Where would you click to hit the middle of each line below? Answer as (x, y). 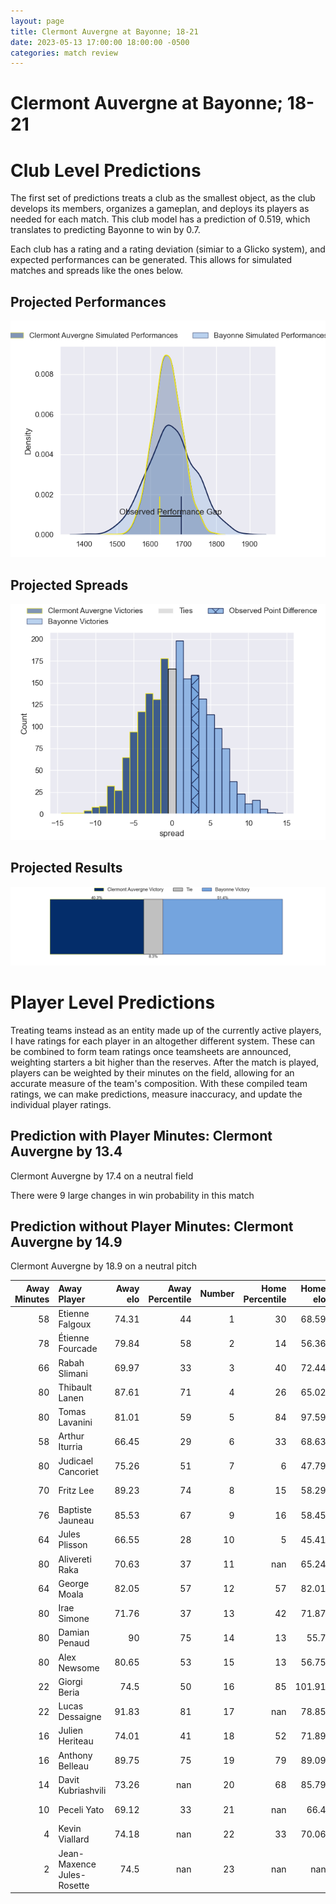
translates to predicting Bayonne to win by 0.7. (105, 230)
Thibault (75, 1387)
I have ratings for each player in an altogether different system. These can (163, 1041)
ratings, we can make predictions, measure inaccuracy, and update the (156, 1094)
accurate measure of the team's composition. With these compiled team (159, 1083)
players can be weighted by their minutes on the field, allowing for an (152, 1072)
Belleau (73, 1766)
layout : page (37, 21)
